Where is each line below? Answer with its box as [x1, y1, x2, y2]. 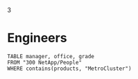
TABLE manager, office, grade [7, 53, 95, 60]
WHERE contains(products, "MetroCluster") [7, 65, 132, 72]
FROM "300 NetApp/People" [7, 59, 82, 66]
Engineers [7, 30, 67, 46]
